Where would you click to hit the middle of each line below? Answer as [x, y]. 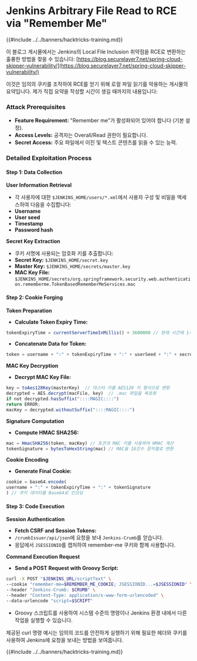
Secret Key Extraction [33, 241]
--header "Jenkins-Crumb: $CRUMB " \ [51, 590]
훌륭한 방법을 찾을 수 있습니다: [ [42, 59]
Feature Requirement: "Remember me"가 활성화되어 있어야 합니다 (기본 [99, 120]
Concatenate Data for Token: [50, 344]
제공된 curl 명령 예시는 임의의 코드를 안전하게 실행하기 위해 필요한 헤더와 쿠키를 [97, 632]
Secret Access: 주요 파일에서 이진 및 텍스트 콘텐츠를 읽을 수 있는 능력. [96, 143]
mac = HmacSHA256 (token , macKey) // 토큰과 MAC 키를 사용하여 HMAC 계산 [90, 443]
